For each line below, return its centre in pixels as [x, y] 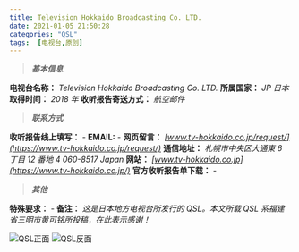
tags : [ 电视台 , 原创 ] [46, 42]
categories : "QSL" [43, 34]
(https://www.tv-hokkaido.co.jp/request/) [85, 148]
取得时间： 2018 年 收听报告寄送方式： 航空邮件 [97, 99]
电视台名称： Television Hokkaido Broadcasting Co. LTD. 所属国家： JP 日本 [149, 88]
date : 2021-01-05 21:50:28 [60, 26]
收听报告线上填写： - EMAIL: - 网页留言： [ [89, 137]
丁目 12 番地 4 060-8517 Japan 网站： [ [82, 160]
